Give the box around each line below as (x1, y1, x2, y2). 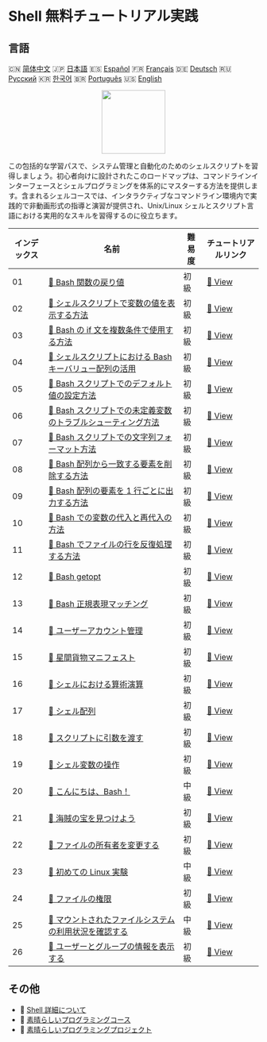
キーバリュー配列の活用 (48, 363, 137, 374)
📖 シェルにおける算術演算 (48, 679, 144, 689)
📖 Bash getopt (48, 571, 102, 582)
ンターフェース (8, 181, 57, 191)
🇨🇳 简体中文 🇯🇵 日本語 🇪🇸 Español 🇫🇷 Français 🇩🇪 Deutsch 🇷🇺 (8, 64, 232, 73)
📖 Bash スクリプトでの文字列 (48, 432, 157, 442)
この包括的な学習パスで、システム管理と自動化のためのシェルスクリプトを (8, 161, 252, 171)
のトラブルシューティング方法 (48, 417, 160, 427)
